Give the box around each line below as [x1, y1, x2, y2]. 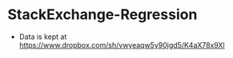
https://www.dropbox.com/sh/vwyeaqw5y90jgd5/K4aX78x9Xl [18, 40, 225, 49]
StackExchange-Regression [7, 6, 198, 24]
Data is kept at [18, 32, 67, 41]
